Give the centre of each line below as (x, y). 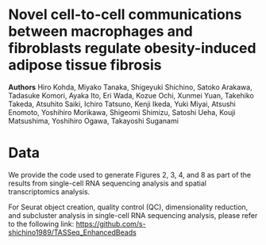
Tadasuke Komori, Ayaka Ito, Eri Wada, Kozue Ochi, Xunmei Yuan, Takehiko (131, 95)
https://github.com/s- (111, 224)
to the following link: (41, 224)
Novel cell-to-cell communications (125, 15)
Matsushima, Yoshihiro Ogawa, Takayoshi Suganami (93, 121)
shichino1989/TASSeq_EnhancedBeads (72, 232)
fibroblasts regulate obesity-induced (132, 48)
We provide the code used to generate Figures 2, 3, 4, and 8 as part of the (130, 174)
